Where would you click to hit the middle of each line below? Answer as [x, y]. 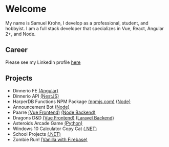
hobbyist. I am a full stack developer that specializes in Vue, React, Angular [84, 28]
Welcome [26, 9]
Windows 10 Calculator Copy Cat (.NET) [55, 129]
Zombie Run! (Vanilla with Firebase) [50, 139]
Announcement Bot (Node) [41, 107]
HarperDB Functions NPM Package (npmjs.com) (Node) [72, 101]
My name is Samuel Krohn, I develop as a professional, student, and [77, 23]
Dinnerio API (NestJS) [36, 96]
